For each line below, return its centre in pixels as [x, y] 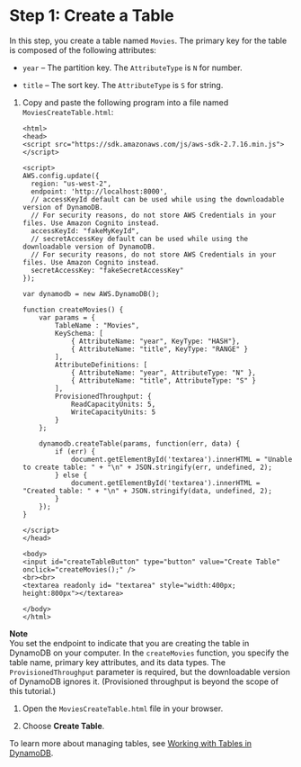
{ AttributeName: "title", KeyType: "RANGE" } [159, 349]
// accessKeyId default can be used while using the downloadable [158, 199]
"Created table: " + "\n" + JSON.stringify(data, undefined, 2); [147, 491]
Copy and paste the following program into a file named [125, 102]
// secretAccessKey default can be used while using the [140, 239]
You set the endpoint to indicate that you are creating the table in [129, 643]
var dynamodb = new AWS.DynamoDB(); [91, 293]
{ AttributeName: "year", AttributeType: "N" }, [164, 373]
